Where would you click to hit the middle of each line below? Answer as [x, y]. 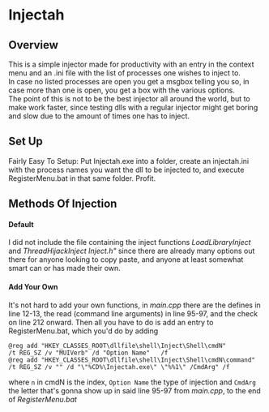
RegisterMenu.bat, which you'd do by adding [83, 331]
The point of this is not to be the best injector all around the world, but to [129, 99]
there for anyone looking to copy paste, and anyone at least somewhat [126, 260]
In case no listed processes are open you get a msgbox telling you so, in [129, 82]
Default [21, 224]
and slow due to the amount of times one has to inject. [99, 116]
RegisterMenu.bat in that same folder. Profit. [82, 178]
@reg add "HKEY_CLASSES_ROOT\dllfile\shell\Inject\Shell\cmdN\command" [132, 360]
